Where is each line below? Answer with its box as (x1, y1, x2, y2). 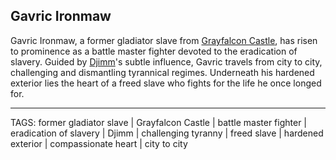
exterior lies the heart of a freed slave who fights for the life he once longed (10, 77, 322, 89)
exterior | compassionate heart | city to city (10, 137, 188, 149)
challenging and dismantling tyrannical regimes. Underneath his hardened (10, 66, 315, 78)
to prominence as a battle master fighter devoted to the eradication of (10, 45, 298, 57)
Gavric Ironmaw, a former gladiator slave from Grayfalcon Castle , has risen (10, 34, 318, 46)
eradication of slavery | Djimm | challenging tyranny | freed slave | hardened (10, 127, 324, 139)
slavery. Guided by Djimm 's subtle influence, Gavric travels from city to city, (10, 55, 323, 68)
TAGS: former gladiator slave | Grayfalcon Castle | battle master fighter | (10, 116, 308, 128)
